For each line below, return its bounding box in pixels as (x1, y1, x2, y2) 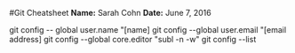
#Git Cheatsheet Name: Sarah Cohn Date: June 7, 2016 (9, 8, 211, 18)
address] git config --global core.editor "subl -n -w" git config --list (9, 34, 257, 44)
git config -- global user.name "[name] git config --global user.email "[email (9, 25, 287, 34)
